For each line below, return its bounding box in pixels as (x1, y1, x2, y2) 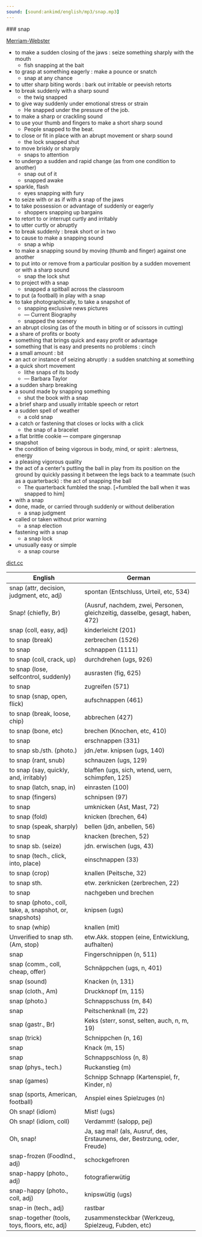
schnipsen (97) (84, 793, 128, 801)
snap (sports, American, (9, 1090, 77, 1099)
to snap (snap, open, (9, 692, 67, 700)
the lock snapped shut (23, 138, 79, 145)
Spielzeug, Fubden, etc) (84, 1221, 152, 1229)
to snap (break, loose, (9, 709, 71, 718)
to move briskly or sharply (14, 144, 80, 152)
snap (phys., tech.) (9, 1063, 63, 1071)
